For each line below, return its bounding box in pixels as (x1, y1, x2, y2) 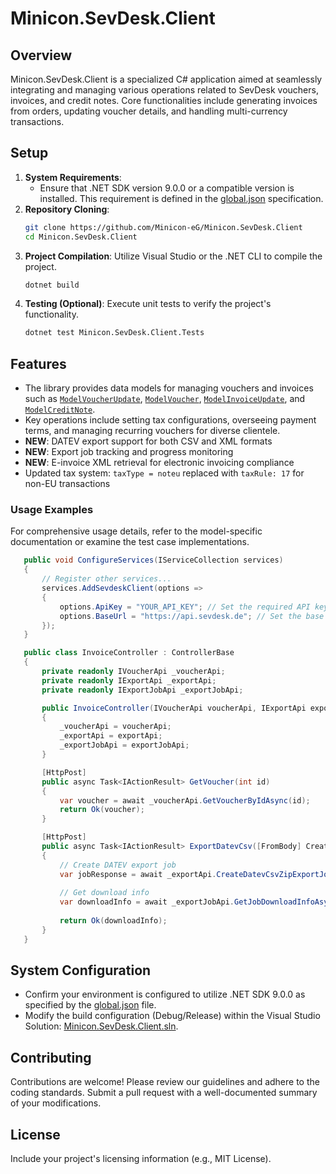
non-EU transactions (24, 478, 111, 490)
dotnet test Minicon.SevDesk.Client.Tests (24, 328, 205, 338)
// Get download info (59, 888, 150, 898)
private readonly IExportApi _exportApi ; (41, 675, 217, 686)
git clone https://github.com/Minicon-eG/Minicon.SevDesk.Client (24, 222, 303, 232)
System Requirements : (24, 171, 122, 183)
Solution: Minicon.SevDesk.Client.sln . (24, 1020, 179, 1032)
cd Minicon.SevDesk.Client (24, 232, 138, 242)
